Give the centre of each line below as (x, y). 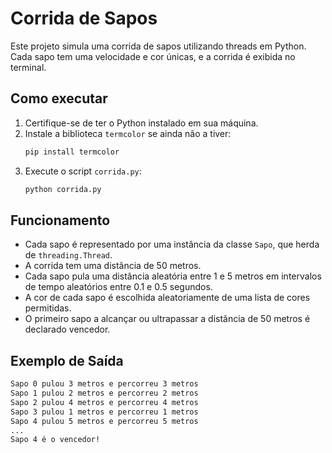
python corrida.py (63, 189)
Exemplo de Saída (67, 360)
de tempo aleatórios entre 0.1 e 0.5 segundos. (118, 287)
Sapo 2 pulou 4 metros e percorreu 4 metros (104, 402)
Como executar (59, 98)
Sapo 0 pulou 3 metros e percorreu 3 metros (104, 384)
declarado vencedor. (67, 329)
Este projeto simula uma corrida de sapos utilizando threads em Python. (158, 46)
